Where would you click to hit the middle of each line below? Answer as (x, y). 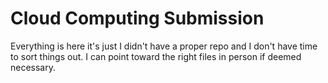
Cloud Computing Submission (137, 18)
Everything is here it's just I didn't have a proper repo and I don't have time (164, 46)
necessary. (33, 67)
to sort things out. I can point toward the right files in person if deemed (156, 56)
